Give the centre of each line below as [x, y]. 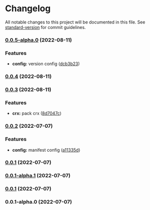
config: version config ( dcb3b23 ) [46, 64]
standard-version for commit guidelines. [45, 27]
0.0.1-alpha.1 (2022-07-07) [38, 176]
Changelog [28, 9]
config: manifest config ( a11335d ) [46, 150]
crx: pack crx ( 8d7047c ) [37, 114]
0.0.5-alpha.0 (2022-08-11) [39, 40]
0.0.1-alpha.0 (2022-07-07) [39, 202]
